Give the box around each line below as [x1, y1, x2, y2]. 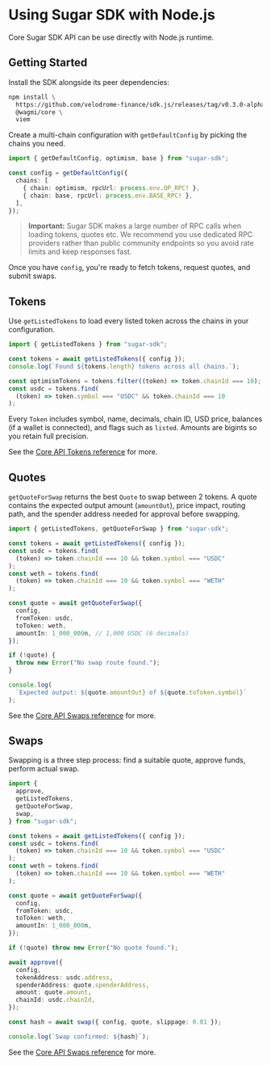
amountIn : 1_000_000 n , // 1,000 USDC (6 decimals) [15, 629, 190, 637]
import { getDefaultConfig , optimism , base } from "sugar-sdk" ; [8, 154, 229, 163]
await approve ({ [8, 958, 63, 966]
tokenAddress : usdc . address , [15, 973, 114, 982]
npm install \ [8, 93, 56, 101]
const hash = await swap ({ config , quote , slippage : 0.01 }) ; [8, 1018, 222, 1026]
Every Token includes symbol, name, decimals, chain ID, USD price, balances [8, 414, 263, 424]
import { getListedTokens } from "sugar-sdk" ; [8, 340, 168, 349]
